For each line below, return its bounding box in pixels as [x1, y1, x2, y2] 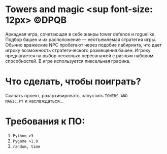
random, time [12, 144, 41, 149]
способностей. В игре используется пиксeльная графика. [5, 58, 131, 64]
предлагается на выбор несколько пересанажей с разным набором [5, 52, 154, 59]
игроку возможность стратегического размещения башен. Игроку [5, 47, 151, 53]
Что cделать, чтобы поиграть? [5, 76, 141, 87]
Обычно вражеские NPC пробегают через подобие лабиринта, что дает [5, 42, 162, 48]
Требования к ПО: [5, 115, 85, 127]
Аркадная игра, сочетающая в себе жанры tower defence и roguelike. [5, 31, 156, 37]
